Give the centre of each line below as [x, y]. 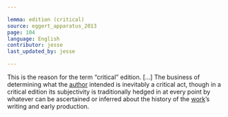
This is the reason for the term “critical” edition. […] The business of [104, 77]
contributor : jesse [35, 45]
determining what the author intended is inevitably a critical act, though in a [114, 84]
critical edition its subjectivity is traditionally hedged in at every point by [109, 92]
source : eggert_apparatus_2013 [52, 26]
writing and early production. [48, 106]
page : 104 [21, 32]
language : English [33, 39]
